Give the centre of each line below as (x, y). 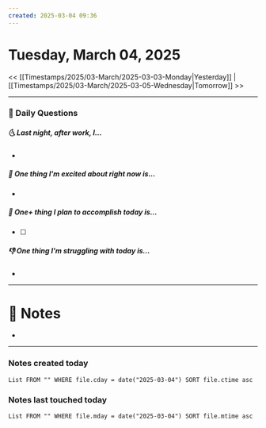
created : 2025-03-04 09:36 (53, 15)
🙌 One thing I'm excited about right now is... (82, 174)
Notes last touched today (58, 399)
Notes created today (48, 364)
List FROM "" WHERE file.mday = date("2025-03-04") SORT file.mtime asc (131, 416)
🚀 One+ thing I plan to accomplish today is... (83, 212)
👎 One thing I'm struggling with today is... (79, 250)
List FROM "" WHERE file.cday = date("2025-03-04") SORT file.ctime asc (131, 380)
